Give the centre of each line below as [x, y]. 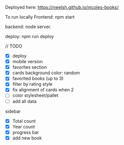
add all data [24, 101]
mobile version [28, 62]
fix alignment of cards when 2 [43, 90]
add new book [27, 138]
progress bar [26, 132]
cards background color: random [46, 73]
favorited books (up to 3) [38, 79]
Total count [24, 121]
